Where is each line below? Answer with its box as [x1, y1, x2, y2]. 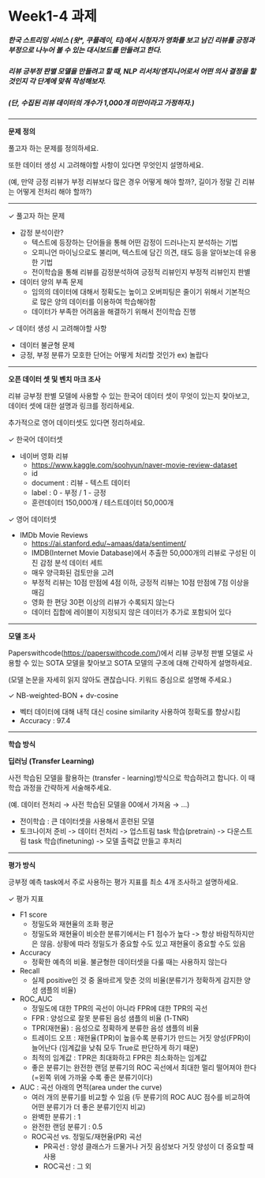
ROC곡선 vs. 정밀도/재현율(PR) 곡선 [31, 1131, 142, 1141]
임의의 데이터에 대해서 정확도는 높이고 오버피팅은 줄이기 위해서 [31, 287, 223, 296]
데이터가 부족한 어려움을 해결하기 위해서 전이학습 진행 [31, 306, 196, 316]
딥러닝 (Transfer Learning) [8, 756, 95, 766]
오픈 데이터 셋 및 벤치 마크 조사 [8, 374, 101, 384]
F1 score [19, 910, 47, 919]
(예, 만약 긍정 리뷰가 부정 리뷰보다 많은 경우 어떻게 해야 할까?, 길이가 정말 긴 [8, 177, 241, 186]
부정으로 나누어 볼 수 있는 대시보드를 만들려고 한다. [8, 45, 162, 54]
